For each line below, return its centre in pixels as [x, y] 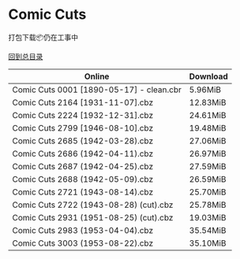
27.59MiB [208, 166]
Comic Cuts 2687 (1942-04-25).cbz [83, 166]
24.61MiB [208, 115]
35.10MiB [208, 243]
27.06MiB [208, 141]
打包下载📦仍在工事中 [43, 37]
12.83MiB [208, 102]
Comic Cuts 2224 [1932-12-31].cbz [83, 115]
